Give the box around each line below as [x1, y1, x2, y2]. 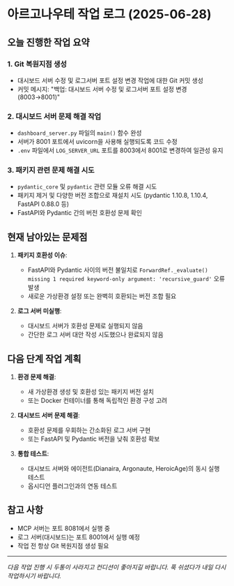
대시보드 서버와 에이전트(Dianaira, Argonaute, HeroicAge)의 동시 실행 [27, 464, 220, 473]
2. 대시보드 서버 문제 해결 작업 [7, 111, 102, 121]
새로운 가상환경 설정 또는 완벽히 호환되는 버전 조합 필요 [27, 292, 177, 300]
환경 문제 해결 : [17, 373, 56, 381]
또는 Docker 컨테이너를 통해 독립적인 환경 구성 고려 [27, 396, 168, 405]
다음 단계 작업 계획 [7, 353, 81, 365]
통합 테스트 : [17, 450, 49, 458]
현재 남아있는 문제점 [7, 231, 88, 243]
